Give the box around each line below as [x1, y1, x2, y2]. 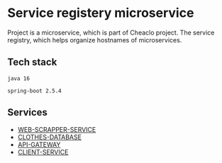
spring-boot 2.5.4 [7, 87, 62, 95]
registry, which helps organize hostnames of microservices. [7, 35, 182, 44]
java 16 [7, 75, 30, 82]
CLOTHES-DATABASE [17, 133, 82, 141]
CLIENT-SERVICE [17, 147, 69, 156]
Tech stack [7, 56, 57, 68]
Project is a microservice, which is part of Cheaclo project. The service [7, 28, 215, 37]
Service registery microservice [7, 5, 194, 21]
